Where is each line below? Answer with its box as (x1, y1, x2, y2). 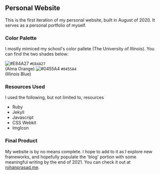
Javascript (12, 114, 34, 120)
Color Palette (5, 35, 37, 41)
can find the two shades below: (5, 51, 69, 57)
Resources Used (5, 83, 45, 90)
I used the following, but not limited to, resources (5, 95, 104, 101)
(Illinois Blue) (5, 71, 31, 77)
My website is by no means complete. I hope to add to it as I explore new (5, 148, 153, 154)
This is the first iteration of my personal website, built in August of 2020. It (5, 17, 156, 23)
